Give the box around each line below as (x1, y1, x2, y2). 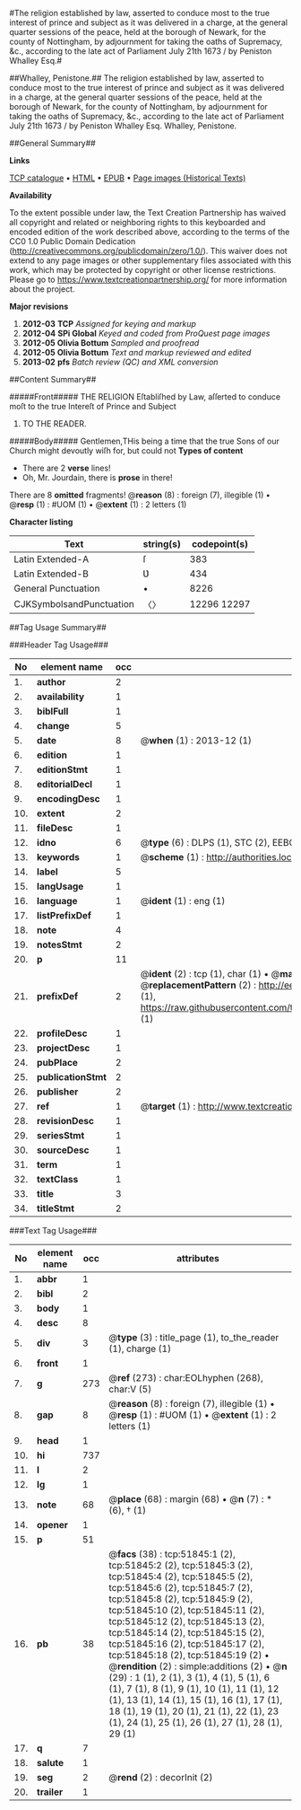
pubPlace (37, 1057, 79, 1068)
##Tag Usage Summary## (9, 622, 107, 632)
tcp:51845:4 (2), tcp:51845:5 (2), (108, 1570, 254, 1583)
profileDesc (37, 1027, 88, 1040)
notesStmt (37, 938, 82, 951)
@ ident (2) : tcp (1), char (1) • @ (140, 968, 280, 980)
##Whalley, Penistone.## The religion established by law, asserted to (9, 73, 264, 83)
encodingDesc (37, 793, 100, 804)
